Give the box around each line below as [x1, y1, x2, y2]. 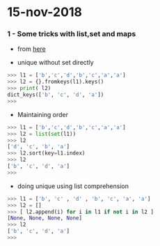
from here [17, 45, 47, 53]
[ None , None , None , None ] [7, 215, 82, 222]
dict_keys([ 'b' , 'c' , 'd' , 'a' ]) [7, 91, 104, 98]
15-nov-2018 [7, 4, 82, 20]
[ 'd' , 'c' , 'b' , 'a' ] [7, 144, 70, 151]
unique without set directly [17, 59, 94, 67]
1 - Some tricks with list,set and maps [7, 29, 136, 39]
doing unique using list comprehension [17, 182, 129, 190]
